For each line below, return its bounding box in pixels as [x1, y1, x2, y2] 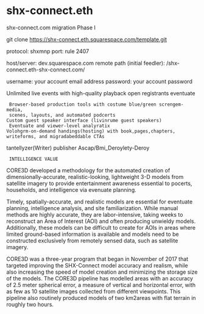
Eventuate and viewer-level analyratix [9, 123, 111, 129]
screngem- [158, 101, 184, 108]
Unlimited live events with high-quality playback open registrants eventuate [6, 89, 195, 97]
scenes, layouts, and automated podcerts [9, 112, 116, 118]
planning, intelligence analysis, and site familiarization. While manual [6, 204, 178, 211]
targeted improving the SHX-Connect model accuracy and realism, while [6, 261, 188, 269]
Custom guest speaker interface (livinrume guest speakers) [6, 117, 163, 123]
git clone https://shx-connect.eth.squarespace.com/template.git [6, 35, 167, 43]
